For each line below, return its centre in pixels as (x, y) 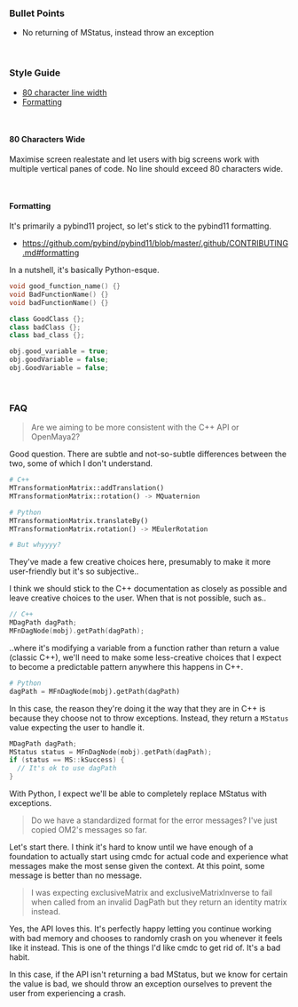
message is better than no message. (75, 875)
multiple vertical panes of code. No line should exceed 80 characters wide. (146, 168)
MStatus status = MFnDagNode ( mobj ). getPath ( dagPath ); (111, 752)
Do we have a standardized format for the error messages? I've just (154, 820)
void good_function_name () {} (65, 286)
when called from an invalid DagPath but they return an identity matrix (159, 902)
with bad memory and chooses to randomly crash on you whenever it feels (146, 939)
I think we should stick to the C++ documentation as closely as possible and (148, 589)
